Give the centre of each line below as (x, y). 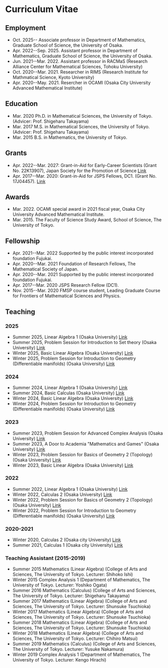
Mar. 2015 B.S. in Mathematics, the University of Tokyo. (70, 137)
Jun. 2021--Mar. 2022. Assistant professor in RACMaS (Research (80, 61)
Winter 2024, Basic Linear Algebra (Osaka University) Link (73, 398)
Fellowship (23, 241)
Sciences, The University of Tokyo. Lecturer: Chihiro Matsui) (75, 639)
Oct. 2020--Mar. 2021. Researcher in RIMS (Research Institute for (80, 72)
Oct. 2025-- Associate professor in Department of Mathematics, (79, 40)
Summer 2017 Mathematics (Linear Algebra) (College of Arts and (79, 601)
